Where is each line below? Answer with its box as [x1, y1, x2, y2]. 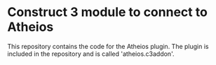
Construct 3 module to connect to [7, 4, 208, 20]
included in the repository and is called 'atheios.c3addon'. [7, 50, 175, 58]
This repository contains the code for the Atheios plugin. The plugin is [7, 42, 209, 50]
